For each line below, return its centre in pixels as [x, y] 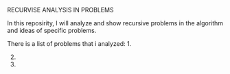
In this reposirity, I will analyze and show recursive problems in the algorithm [115, 23]
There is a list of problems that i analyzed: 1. [69, 44]
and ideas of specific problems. [52, 30]
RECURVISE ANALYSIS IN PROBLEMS [61, 10]
